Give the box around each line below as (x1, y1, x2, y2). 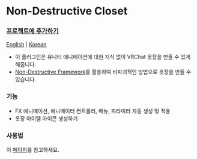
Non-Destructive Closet (6, 4, 128, 18)
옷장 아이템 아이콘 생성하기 (14, 114, 78, 122)
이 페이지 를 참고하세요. (6, 146, 59, 154)
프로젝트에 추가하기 (6, 27, 59, 36)
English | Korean (6, 41, 47, 48)
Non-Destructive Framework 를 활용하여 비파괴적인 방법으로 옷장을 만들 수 (14, 68, 192, 76)
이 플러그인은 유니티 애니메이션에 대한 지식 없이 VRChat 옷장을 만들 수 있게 (14, 53, 191, 61)
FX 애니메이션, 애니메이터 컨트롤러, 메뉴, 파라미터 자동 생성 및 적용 (14, 107, 171, 114)
